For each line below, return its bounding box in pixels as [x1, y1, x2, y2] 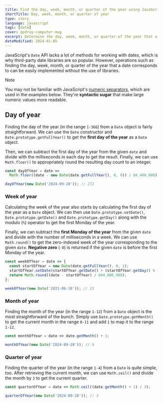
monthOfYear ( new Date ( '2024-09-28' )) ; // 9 [5, 342, 95, 347]
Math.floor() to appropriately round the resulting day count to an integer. [5, 159, 152, 165]
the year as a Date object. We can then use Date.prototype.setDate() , [5, 210, 145, 215]
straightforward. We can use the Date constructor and [5, 129, 113, 135]
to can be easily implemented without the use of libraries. [5, 68, 120, 73]
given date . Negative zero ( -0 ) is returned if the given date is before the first [5, 245, 158, 250]
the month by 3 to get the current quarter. [5, 375, 88, 381]
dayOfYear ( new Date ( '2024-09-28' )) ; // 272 [5, 182, 95, 187]
